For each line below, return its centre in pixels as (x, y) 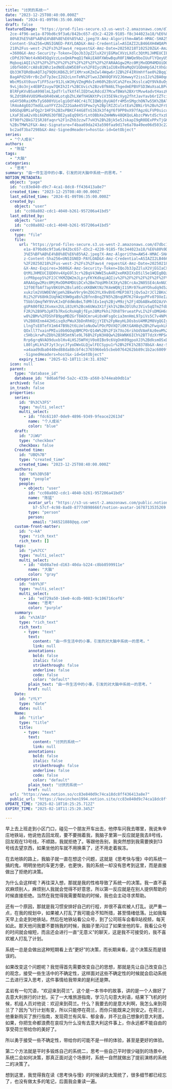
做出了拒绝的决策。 (26, 871)
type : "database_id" (36, 373)
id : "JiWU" (30, 436)
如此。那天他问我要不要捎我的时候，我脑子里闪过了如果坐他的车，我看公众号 (86, 925)
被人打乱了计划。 (28, 938)
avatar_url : (41, 503)
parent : (18, 369)
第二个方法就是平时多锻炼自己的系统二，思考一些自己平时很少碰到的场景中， (86, 1051)
